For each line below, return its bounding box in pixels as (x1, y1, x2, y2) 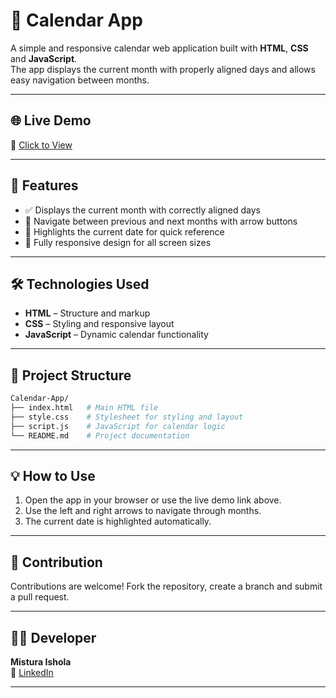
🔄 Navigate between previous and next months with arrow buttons (24, 215, 298, 227)
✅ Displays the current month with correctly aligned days (24, 204, 261, 216)
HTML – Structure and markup (24, 307, 151, 319)
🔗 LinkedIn (10, 667, 54, 678)
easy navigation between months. (10, 74, 150, 86)
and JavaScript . (10, 52, 78, 64)
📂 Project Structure (10, 367, 132, 384)
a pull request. (10, 591, 70, 603)
